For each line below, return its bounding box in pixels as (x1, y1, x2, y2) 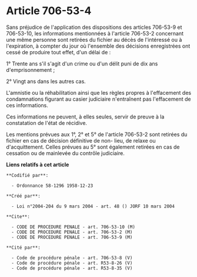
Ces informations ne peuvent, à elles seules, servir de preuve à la (6, 113, 165, 120)
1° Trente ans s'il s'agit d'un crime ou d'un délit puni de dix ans (6, 60, 158, 67)
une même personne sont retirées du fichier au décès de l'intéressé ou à (6, 36, 182, 43)
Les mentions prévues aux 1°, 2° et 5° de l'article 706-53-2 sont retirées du (6, 131, 188, 138)
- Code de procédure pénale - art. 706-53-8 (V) (11, 255, 133, 260)
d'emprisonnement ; (6, 66, 55, 73)
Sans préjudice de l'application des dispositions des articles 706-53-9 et (6, 24, 182, 31)
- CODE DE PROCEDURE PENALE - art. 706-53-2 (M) (11, 229, 133, 235)
